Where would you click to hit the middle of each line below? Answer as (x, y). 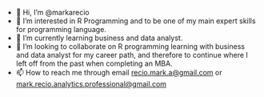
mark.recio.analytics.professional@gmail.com (91, 84)
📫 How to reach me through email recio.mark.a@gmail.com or (119, 73)
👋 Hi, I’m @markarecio (52, 12)
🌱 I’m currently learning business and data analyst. (99, 38)
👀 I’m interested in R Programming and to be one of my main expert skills (136, 21)
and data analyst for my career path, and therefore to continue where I (132, 55)
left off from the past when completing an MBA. (94, 63)
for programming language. (61, 29)
